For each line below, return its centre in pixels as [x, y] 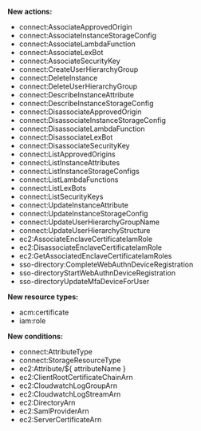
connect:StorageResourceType [70, 360]
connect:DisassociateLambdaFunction [82, 129]
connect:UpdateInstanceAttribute [74, 205]
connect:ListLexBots [53, 188]
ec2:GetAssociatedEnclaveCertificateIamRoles [95, 256]
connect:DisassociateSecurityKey [74, 146]
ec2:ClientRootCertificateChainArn [76, 377]
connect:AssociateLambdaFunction [77, 44]
